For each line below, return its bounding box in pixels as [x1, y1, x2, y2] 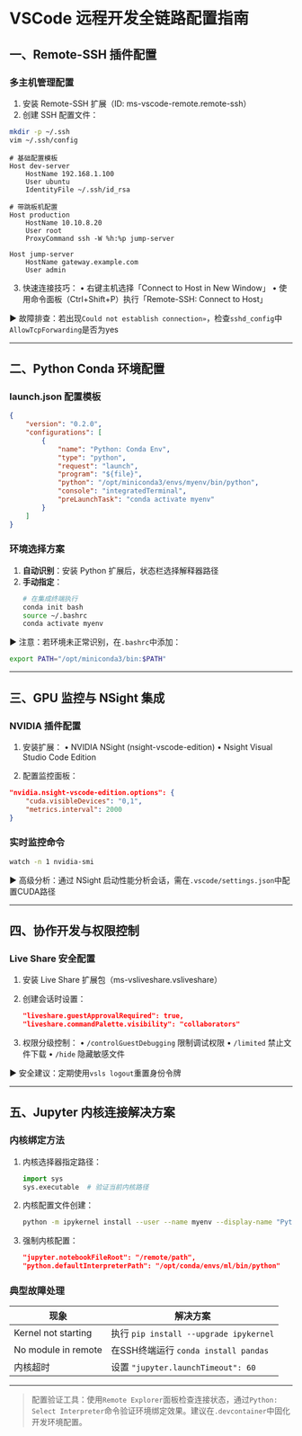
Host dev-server [9, 161, 70, 171]
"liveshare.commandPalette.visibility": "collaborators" [22, 1020, 241, 1030]
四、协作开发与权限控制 [9, 923, 139, 938]
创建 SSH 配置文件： [22, 109, 99, 120]
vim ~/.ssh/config [9, 136, 78, 145]
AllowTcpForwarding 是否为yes [9, 324, 120, 334]
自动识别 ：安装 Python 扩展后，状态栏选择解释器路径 [22, 565, 219, 575]
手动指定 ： [22, 576, 63, 587]
